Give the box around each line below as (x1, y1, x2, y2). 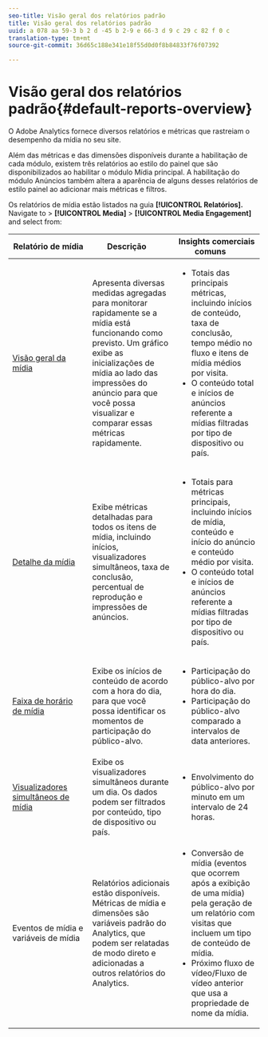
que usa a (191, 987, 229, 999)
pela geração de (191, 898, 253, 909)
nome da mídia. (191, 1007, 249, 1019)
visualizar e (92, 407, 136, 418)
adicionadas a (92, 958, 145, 969)
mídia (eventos (191, 858, 247, 869)
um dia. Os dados (92, 787, 158, 798)
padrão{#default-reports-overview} (8, 100, 253, 118)
